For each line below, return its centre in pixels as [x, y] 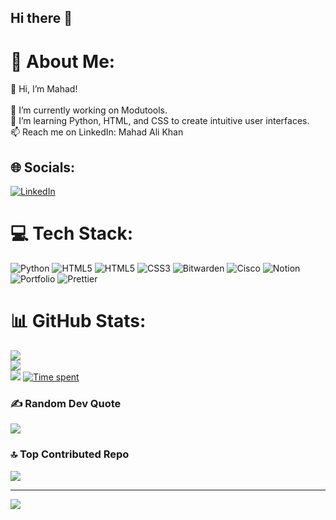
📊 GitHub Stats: [78, 321]
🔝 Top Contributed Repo [70, 454]
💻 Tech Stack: [72, 233]
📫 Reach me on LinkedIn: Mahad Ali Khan [97, 132]
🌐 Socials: [43, 167]
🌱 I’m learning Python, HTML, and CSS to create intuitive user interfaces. [160, 121]
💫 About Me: [63, 61]
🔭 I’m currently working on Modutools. [89, 110]
